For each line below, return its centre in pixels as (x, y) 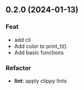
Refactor (18, 68)
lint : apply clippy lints (40, 80)
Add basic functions (39, 52)
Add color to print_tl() (40, 46)
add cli (22, 40)
